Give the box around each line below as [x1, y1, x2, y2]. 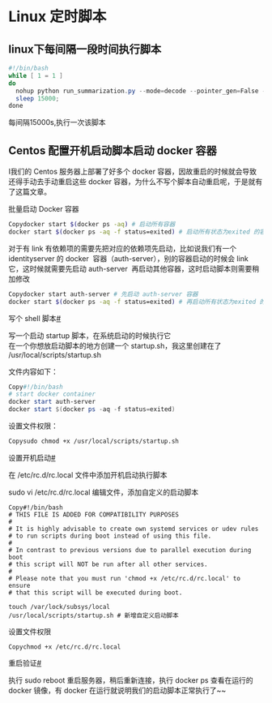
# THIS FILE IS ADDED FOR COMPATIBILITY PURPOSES [8, 510, 180, 519]
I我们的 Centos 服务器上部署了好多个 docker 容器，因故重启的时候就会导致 [8, 167, 257, 177]
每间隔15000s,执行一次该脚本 [8, 118, 106, 127]
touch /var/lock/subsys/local [8, 602, 111, 611]
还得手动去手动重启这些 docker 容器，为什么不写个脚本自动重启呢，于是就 [8, 177, 256, 186]
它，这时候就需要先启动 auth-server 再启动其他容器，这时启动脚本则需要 [8, 264, 253, 273]
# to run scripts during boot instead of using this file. [8, 532, 212, 540]
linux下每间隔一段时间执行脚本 [8, 42, 162, 56]
